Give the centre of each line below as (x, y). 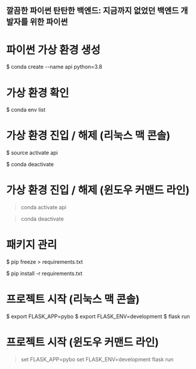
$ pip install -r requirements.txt (44, 273)
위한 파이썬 (49, 22)
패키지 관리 (32, 245)
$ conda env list (26, 110)
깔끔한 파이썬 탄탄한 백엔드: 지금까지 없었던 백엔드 (93, 11)
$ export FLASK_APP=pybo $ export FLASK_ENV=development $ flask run (98, 316)
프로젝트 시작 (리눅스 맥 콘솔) (73, 299)
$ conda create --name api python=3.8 (54, 67)
